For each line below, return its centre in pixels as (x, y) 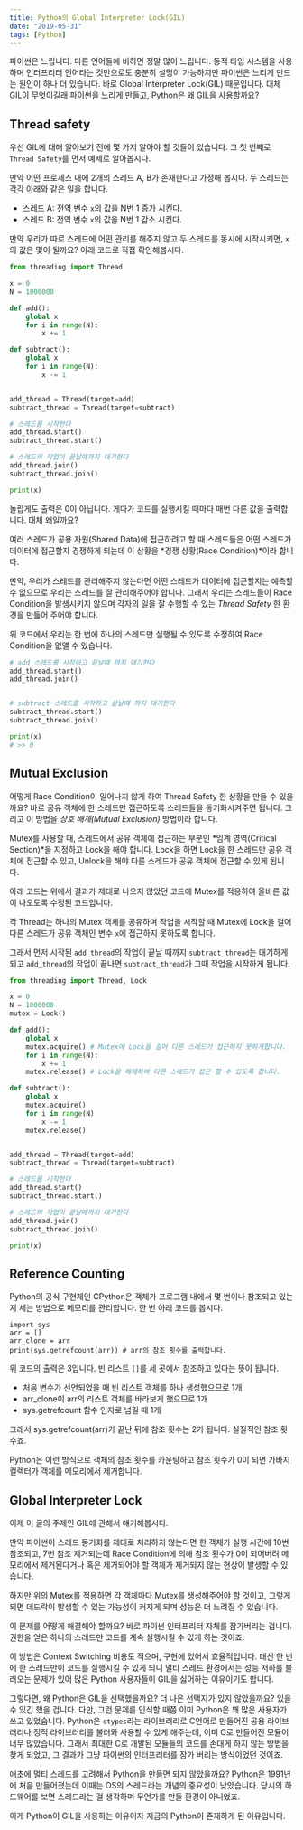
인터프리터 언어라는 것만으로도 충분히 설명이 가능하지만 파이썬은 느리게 (150, 72)
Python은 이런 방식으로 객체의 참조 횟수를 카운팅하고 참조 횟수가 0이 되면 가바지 (150, 1460)
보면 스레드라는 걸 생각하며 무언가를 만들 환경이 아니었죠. (140, 1797)
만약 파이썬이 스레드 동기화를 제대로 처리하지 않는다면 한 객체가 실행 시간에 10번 (149, 1542)
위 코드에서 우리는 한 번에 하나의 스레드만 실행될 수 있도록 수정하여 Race (136, 634)
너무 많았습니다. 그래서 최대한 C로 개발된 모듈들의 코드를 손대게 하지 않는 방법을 (149, 1743)
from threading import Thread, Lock (78, 981)
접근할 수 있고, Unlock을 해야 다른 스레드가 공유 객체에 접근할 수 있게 (147, 861)
